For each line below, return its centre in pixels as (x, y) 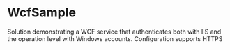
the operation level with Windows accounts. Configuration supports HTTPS (115, 38)
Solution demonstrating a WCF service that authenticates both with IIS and (114, 32)
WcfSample (42, 13)
